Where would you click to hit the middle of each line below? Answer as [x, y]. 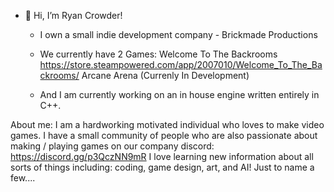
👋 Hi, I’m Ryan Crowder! [73, 15]
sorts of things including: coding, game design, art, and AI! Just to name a [162, 167]
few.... [23, 178]
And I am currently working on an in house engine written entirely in [179, 94]
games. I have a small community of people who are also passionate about [164, 135]
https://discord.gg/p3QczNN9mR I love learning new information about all [162, 156]
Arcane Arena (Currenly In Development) [165, 75]
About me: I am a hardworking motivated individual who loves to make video [167, 124]
